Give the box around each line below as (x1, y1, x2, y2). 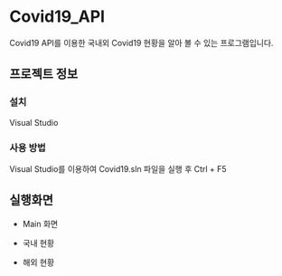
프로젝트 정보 (9, 66, 79, 82)
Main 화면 (22, 218, 59, 229)
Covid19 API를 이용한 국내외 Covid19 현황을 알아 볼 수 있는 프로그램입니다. (9, 37, 274, 48)
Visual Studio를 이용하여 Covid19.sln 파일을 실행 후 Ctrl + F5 (9, 163, 228, 174)
